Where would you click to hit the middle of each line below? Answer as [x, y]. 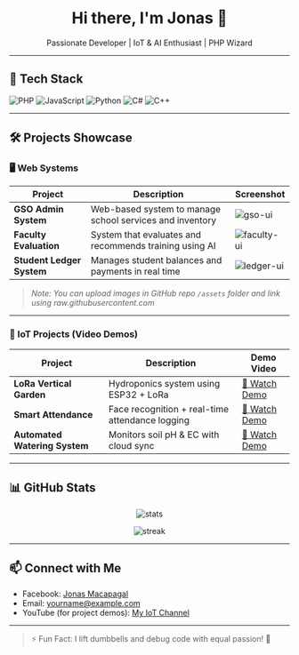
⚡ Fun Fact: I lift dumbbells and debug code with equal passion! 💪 [151, 639]
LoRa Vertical [43, 383]
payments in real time [135, 272]
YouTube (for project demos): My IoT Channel [105, 613]
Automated [38, 435]
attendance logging [149, 419]
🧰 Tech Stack [46, 79]
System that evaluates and [146, 235]
